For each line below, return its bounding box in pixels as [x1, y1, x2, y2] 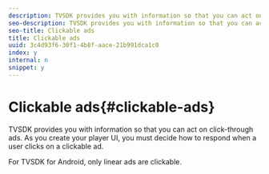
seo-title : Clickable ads [8, 26, 94, 34]
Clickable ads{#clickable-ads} [8, 97, 215, 116]
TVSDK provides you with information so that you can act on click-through [8, 125, 254, 134]
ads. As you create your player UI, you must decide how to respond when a [8, 132, 257, 142]
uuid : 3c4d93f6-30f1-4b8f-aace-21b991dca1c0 [8, 42, 159, 49]
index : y [8, 49, 38, 57]
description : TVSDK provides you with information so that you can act [8, 11, 252, 20]
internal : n [8, 57, 48, 65]
